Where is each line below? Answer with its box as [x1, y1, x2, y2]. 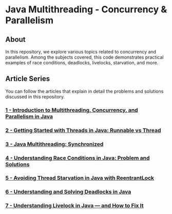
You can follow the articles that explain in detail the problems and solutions [5, 88, 164, 94]
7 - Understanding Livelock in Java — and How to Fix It [5, 202, 144, 209]
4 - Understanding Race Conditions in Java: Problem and [5, 154, 150, 162]
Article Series [5, 75, 50, 83]
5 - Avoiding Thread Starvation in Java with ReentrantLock [5, 174, 155, 182]
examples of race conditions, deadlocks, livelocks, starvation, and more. [5, 60, 159, 65]
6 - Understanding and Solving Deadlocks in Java [5, 188, 131, 195]
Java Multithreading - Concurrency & [5, 4, 167, 15]
